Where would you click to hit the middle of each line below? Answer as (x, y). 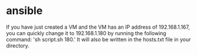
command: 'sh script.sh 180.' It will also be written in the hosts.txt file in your (98, 39)
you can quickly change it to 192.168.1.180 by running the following (86, 33)
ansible (24, 11)
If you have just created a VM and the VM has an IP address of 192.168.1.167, (98, 27)
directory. (18, 46)
